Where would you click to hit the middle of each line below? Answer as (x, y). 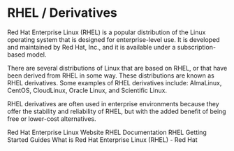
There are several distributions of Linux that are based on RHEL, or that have (117, 68)
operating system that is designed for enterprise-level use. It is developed (114, 39)
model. (37, 55)
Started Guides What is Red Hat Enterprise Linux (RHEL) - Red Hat (102, 139)
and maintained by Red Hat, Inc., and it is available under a (92, 47)
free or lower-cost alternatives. (52, 118)
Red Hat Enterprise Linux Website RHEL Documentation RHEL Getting (107, 132)
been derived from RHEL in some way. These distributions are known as (111, 75)
